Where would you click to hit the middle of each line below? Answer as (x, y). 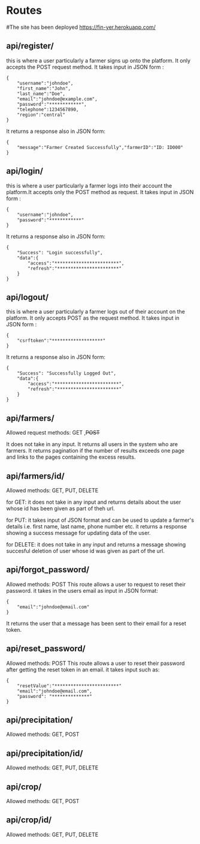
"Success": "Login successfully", (60, 252)
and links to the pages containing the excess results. (71, 457)
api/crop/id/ (29, 820)
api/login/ (25, 171)
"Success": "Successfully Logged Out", (67, 373)
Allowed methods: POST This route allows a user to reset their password (96, 663)
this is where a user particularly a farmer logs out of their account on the (96, 312)
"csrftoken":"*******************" (61, 341)
